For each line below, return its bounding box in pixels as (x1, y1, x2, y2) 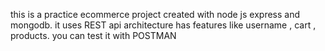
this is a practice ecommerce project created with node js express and (10, 9, 301, 20)
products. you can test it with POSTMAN (10, 30, 177, 41)
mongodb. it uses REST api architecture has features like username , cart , (10, 19, 317, 31)
